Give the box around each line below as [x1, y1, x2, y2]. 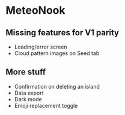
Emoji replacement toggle [14, 102, 78, 109]
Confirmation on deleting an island [14, 83, 100, 90]
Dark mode [14, 95, 43, 102]
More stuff [5, 67, 46, 77]
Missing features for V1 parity [5, 28, 120, 38]
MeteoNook [5, 4, 66, 17]
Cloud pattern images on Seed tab [14, 50, 100, 57]
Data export [14, 89, 44, 96]
